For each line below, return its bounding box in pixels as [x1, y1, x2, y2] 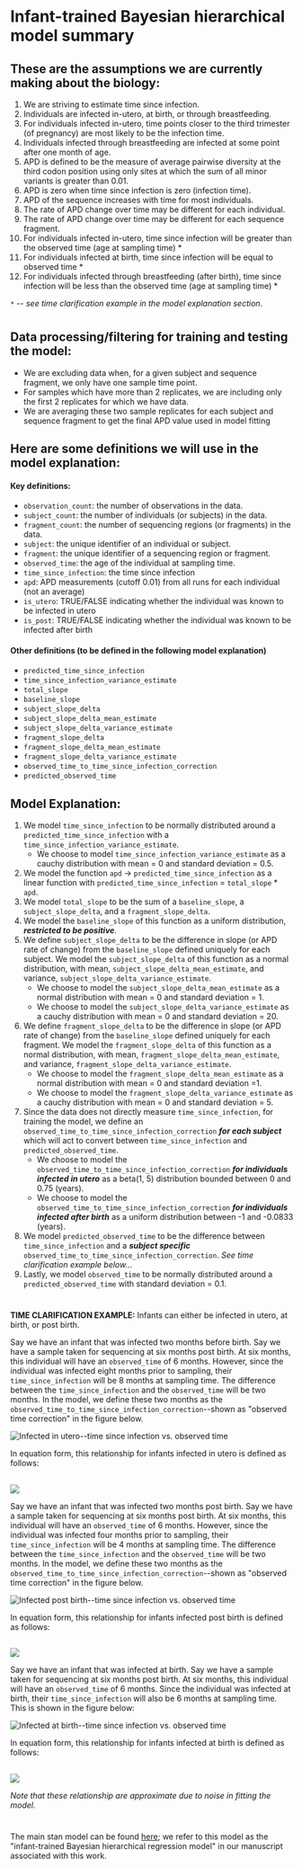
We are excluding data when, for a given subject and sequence [22, 367, 257, 378]
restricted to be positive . [22, 925, 118, 936]
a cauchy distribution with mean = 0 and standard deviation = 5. [36, 1097, 274, 1107]
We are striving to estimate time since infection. [22, 99, 200, 110]
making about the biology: [10, 75, 161, 91]
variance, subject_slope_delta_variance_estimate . [22, 973, 212, 983]
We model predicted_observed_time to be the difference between [22, 1231, 266, 1241]
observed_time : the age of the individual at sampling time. [22, 557, 236, 568]
